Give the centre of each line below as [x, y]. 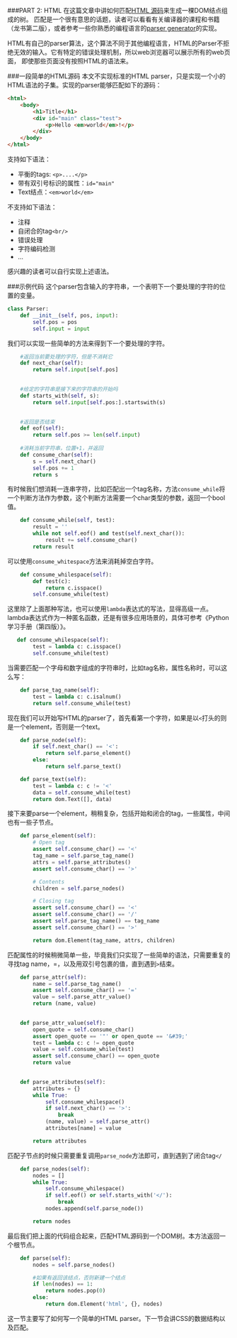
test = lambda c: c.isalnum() [77, 697]
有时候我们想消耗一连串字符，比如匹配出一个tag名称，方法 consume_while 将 [116, 489]
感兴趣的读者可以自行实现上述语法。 [60, 271]
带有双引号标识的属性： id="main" [66, 183]
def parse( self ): [46, 1258]
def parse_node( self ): [53, 740]
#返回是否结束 [37, 422]
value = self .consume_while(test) [83, 1050]
